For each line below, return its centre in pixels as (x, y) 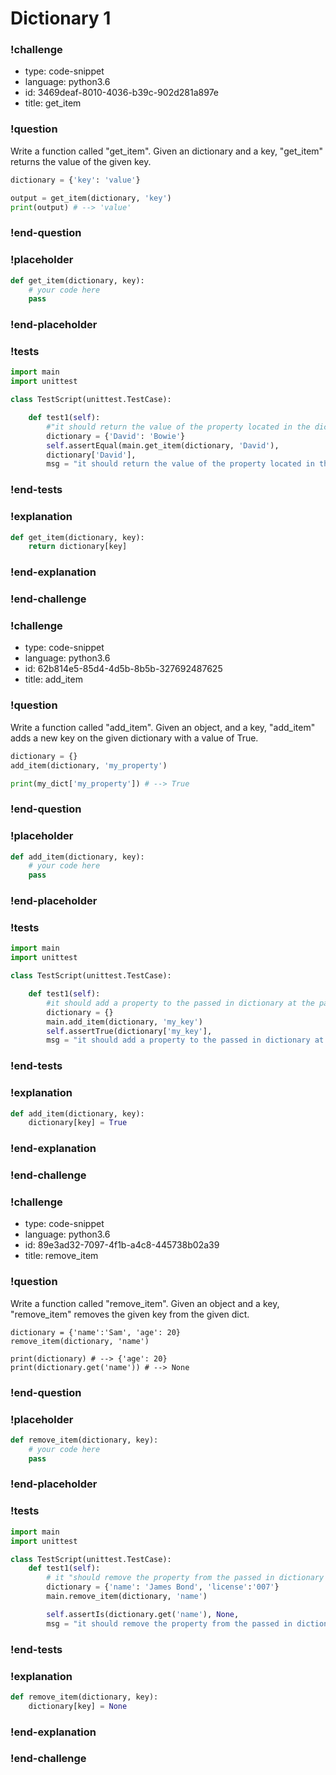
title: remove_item (61, 1256)
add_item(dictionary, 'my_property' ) (89, 765)
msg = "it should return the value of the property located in (180, 464)
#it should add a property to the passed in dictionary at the (180, 1003)
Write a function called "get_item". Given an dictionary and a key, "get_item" (167, 151)
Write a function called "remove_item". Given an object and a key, (145, 1303)
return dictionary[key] (78, 547)
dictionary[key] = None (78, 1706)
